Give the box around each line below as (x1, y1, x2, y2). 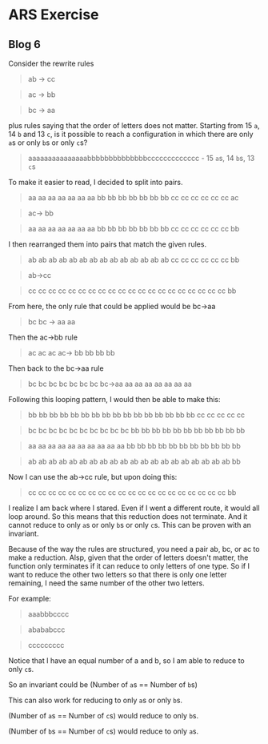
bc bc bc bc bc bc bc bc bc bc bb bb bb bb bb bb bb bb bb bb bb (27, 426, 246, 435)
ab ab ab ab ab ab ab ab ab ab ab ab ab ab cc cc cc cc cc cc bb (27, 255, 240, 264)
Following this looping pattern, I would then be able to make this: (8, 395, 222, 404)
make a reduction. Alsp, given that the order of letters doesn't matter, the (8, 553, 249, 562)
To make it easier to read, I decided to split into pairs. (8, 178, 183, 187)
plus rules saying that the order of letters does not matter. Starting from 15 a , (8, 121, 260, 130)
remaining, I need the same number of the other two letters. (8, 578, 206, 588)
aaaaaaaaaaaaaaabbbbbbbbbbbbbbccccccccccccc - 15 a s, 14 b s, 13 (27, 154, 255, 163)
